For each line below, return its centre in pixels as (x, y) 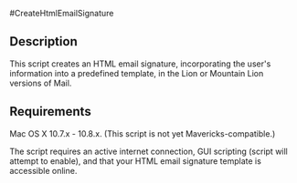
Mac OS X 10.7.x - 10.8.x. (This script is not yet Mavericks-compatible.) (143, 133)
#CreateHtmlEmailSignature (62, 13)
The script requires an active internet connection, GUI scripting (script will (148, 151)
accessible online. (43, 170)
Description (43, 41)
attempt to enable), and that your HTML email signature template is (136, 161)
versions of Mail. (41, 83)
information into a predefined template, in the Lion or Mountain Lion (137, 73)
